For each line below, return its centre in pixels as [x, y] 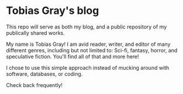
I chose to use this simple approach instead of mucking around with [88, 67]
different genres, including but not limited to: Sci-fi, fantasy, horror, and [92, 50]
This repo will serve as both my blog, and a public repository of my [87, 27]
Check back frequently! [34, 85]
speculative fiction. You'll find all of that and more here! [72, 56]
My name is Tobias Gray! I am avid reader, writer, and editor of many [88, 44]
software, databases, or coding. [44, 74]
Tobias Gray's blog [53, 11]
